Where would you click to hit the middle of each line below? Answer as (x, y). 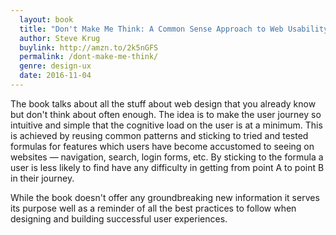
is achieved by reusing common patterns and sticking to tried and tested (159, 135)
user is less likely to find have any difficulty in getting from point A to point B (167, 167)
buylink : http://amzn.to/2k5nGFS (89, 47)
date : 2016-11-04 (55, 76)
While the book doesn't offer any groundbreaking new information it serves (165, 197)
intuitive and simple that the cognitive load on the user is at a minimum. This (166, 125)
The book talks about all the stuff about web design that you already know (163, 103)
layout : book (46, 19)
